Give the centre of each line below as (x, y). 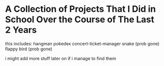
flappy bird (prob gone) (29, 49)
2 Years (21, 30)
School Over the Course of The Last (80, 19)
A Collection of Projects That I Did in (81, 9)
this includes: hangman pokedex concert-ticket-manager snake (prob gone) (82, 43)
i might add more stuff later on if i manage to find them (61, 58)
